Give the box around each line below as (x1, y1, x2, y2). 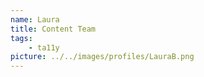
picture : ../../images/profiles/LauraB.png (10, 52, 195, 62)
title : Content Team (10, 24, 97, 34)
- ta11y (28, 42, 60, 53)
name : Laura (10, 14, 60, 25)
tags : (10, 33, 33, 43)
